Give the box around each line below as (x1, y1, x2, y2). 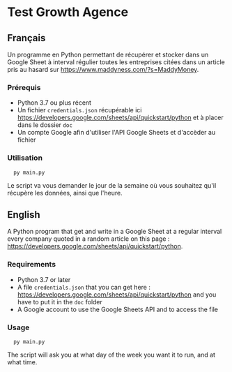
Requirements (7, 260, 56, 269)
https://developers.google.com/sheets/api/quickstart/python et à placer (17, 113, 224, 122)
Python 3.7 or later (17, 275, 71, 283)
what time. (7, 358, 38, 366)
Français (7, 32, 46, 44)
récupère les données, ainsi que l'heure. (7, 188, 123, 197)
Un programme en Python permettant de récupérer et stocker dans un (7, 50, 209, 59)
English (7, 209, 40, 221)
